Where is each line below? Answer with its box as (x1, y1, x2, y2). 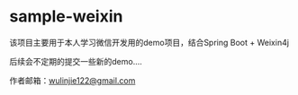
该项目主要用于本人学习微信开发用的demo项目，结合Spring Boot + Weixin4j (9, 37, 290, 47)
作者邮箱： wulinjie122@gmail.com (9, 74, 136, 86)
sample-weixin (9, 6, 123, 27)
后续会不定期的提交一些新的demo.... (9, 56, 142, 66)
